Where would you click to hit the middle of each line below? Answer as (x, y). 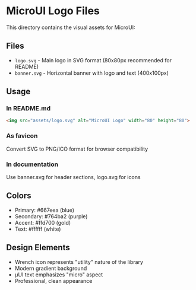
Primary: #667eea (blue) (45, 210)
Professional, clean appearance (53, 281)
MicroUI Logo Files (53, 11)
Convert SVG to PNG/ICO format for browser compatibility (77, 149)
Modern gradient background (51, 268)
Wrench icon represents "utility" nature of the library (79, 262)
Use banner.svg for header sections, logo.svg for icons (73, 177)
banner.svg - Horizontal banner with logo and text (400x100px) (92, 73)
